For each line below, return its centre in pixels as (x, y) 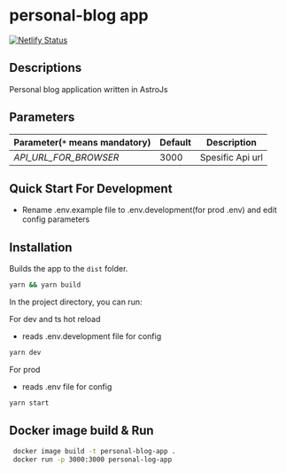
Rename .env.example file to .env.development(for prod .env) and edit (149, 210)
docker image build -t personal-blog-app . (94, 451)
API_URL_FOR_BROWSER (66, 157)
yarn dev (25, 353)
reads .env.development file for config (92, 336)
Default (175, 142)
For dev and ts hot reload (55, 319)
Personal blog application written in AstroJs (89, 89)
